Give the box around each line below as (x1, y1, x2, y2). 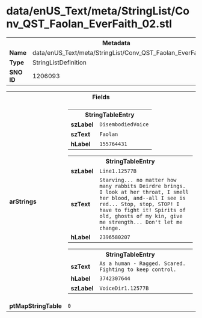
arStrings (9, 197, 37, 206)
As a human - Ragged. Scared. (99, 260, 186, 267)
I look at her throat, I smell (99, 188, 189, 195)
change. (99, 224, 121, 231)
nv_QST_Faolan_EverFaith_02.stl (6, 17, 173, 31)
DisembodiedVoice (99, 121, 149, 127)
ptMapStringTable (9, 302, 62, 310)
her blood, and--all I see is (99, 194, 186, 201)
